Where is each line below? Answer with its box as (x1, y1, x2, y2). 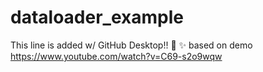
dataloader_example (10, 6, 184, 29)
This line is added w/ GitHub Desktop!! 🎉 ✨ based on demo (10, 39, 253, 51)
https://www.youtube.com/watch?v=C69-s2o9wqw (10, 50, 223, 62)
